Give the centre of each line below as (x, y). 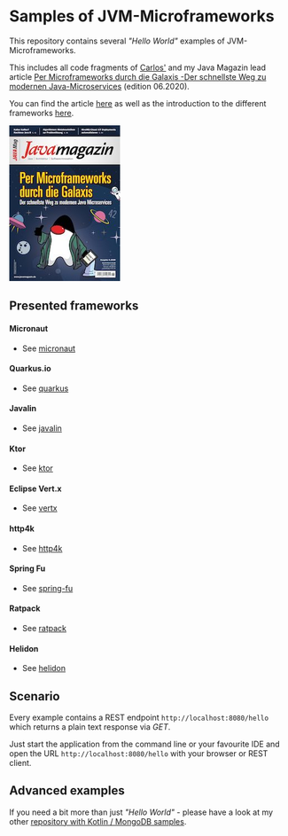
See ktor (37, 468)
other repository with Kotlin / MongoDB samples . (98, 821)
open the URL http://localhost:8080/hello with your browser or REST (139, 753)
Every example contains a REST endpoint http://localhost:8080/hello (139, 717)
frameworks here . (42, 113)
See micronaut (49, 348)
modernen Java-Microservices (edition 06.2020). (100, 86)
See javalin (42, 428)
